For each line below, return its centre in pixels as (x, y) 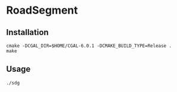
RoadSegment (42, 10)
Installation (27, 32)
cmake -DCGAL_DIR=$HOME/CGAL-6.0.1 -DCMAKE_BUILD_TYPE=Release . (89, 46)
